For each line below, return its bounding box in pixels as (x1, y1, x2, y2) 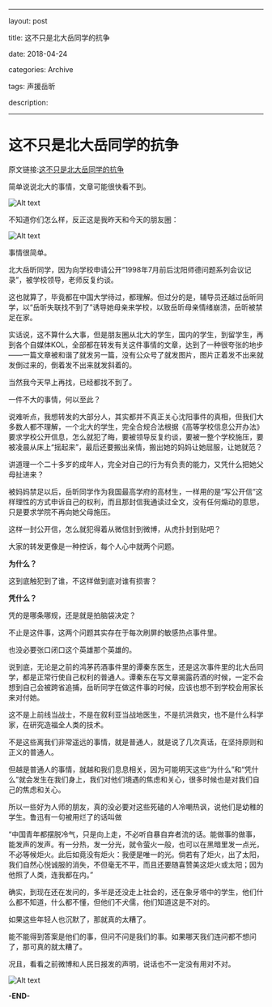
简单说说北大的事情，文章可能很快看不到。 (8, 182, 151, 191)
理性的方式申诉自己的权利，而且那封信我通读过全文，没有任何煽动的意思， (15, 496, 264, 507)
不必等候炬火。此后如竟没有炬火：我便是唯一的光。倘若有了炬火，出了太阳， (8, 849, 264, 859)
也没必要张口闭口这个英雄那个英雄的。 (8, 645, 136, 654)
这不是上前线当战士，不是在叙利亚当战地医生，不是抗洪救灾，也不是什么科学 (8, 709, 264, 719)
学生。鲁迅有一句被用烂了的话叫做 (8, 812, 122, 821)
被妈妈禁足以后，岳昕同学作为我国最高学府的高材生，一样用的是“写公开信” (8, 486, 257, 496)
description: (8, 98, 49, 107)
